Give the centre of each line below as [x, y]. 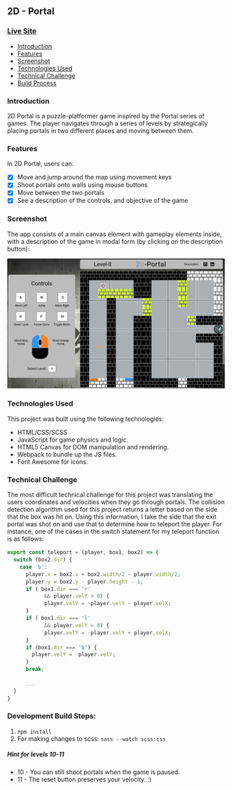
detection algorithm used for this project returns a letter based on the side [112, 510]
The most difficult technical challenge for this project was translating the [110, 495]
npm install [34, 732]
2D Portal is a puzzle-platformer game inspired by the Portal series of [106, 116]
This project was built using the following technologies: [86, 419]
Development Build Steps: [52, 716]
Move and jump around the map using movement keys [94, 177]
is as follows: [26, 539]
